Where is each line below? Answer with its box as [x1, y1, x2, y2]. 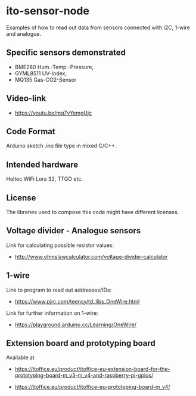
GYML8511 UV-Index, [14, 70, 67, 77]
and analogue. [6, 30, 42, 37]
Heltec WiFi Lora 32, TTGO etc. [6, 175, 83, 182]
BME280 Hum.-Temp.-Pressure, [14, 63, 94, 70]
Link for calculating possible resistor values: [6, 242, 114, 249]
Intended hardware [6, 159, 79, 169]
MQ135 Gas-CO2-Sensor [14, 76, 77, 83]
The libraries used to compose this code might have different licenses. [6, 209, 179, 215]
